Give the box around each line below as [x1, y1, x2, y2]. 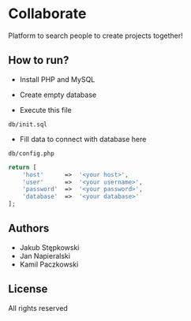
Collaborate [8, 5, 87, 23]
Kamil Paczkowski [19, 259, 79, 269]
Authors [8, 222, 50, 235]
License [8, 282, 48, 296]
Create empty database [19, 90, 97, 99]
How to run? [8, 54, 69, 67]
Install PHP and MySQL [19, 74, 95, 84]
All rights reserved [8, 303, 69, 312]
